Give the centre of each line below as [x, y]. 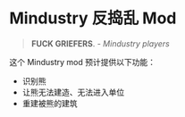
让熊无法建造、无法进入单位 [73, 92]
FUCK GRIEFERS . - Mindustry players [100, 43]
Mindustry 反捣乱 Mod [93, 18]
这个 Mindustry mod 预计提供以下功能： [83, 62]
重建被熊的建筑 [50, 103]
